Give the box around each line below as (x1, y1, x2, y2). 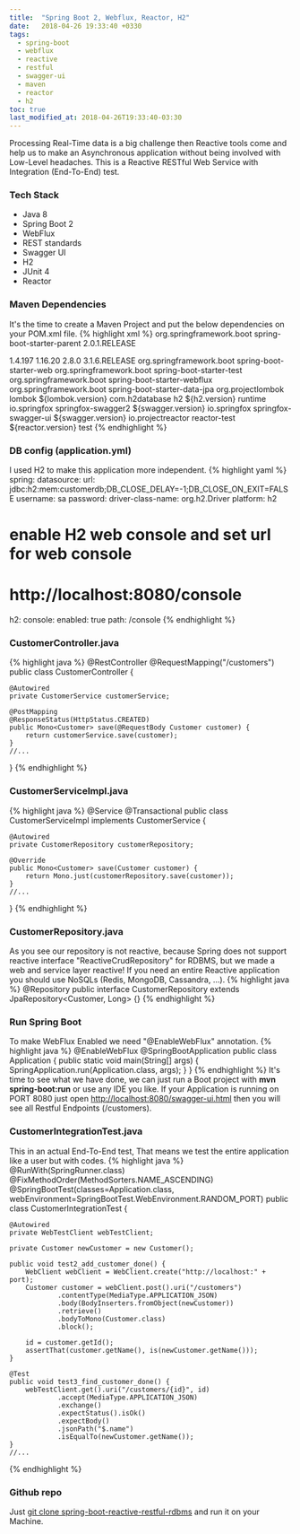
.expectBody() (56, 1416, 110, 1425)
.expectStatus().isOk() (56, 1408, 146, 1417)
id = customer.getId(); (25, 1338, 115, 1347)
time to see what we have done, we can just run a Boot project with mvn (9, 1074, 276, 1085)
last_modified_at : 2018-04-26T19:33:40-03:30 (9, 113, 182, 122)
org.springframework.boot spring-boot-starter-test (55, 364, 243, 375)
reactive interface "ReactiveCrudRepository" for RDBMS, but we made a (9, 955, 276, 966)
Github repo (9, 1486, 63, 1498)
